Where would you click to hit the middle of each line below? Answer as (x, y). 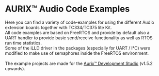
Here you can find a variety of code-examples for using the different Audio (79, 22)
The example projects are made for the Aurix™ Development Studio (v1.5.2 (79, 63)
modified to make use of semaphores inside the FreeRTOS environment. (77, 53)
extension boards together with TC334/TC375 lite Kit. (59, 27)
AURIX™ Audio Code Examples (67, 9)
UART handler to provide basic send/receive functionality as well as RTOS (79, 38)
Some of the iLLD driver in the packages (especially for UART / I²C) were (78, 48)
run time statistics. (24, 43)
